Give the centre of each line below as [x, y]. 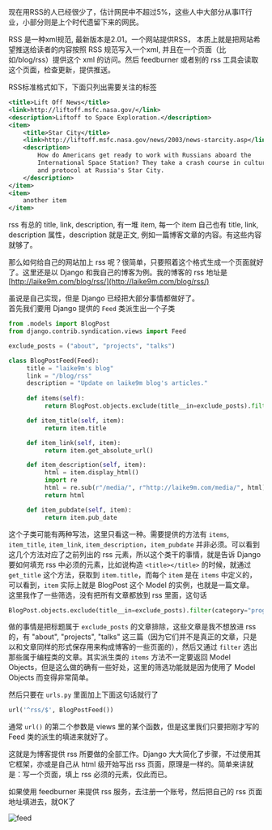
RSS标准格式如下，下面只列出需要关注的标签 [83, 87]
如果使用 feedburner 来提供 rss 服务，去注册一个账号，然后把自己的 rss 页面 [136, 792]
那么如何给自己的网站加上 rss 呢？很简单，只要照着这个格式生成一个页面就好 [136, 262]
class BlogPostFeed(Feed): [54, 361]
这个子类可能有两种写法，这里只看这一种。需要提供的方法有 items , [119, 534]
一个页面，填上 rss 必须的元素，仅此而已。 [100, 775]
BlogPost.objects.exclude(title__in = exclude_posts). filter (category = [128, 610]
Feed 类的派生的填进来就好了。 [60, 737]
